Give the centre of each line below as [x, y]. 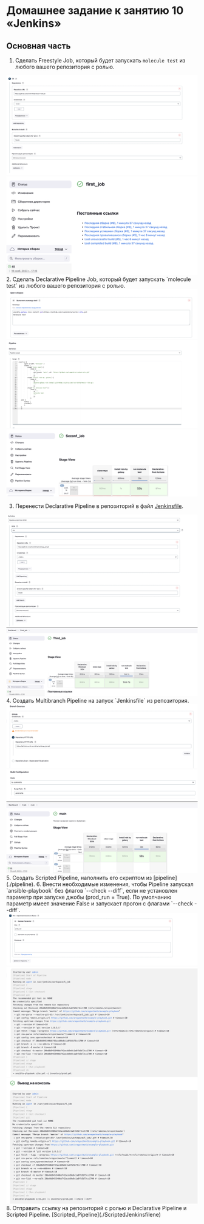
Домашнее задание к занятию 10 [95, 11]
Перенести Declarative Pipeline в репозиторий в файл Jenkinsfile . [99, 506]
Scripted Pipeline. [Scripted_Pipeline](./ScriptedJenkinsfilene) [83, 1215]
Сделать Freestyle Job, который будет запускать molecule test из [100, 60]
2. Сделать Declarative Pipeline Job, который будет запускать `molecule [99, 279]
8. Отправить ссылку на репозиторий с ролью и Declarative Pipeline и [97, 1208]
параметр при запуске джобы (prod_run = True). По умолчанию [89, 897]
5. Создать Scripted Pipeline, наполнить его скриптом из [79, 877]
